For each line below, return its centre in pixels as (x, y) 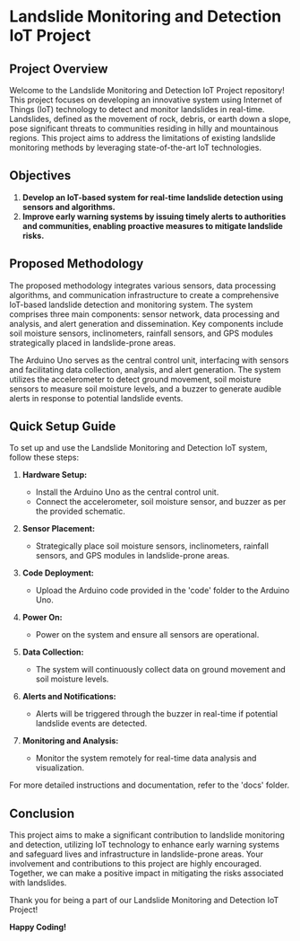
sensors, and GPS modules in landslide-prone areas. (133, 556)
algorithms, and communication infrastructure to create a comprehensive (144, 295)
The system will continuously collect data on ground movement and (161, 670)
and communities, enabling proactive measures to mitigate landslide (153, 225)
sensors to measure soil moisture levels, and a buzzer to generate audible (146, 389)
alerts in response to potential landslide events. (96, 398)
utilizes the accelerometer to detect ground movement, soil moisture (135, 379)
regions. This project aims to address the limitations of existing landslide (142, 138)
